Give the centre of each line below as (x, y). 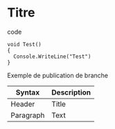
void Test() (24, 44)
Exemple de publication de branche (58, 75)
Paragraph (28, 115)
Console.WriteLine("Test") (52, 57)
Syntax (28, 92)
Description (71, 92)
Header (23, 103)
